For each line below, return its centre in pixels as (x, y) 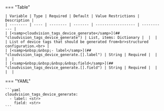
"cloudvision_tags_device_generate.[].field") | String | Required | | (81, 68)
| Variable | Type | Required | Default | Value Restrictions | (72, 16)
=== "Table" (18, 7)
